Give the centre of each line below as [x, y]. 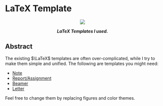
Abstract [19, 47]
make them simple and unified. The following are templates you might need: [82, 64]
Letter [18, 88]
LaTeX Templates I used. [82, 31]
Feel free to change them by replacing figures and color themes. [70, 98]
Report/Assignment [32, 78]
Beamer [20, 83]
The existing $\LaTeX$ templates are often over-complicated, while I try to [80, 58]
